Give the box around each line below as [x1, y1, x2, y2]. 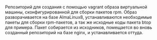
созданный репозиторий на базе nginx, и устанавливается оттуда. [5, 30, 143, 35]
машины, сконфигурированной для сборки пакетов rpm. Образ [5, 9, 137, 15]
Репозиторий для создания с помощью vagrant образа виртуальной [5, 4, 148, 10]
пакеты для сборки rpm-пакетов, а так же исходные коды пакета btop [5, 19, 151, 25]
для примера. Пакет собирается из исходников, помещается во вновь [5, 25, 153, 30]
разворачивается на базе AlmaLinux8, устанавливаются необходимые [5, 14, 152, 20]
